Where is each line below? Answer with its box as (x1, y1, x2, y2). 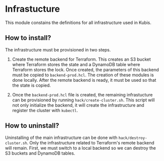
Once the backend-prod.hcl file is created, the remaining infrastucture (12, 92, 153, 97)
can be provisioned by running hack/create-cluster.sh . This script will (12, 97, 155, 103)
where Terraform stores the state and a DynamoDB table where (12, 61, 141, 67)
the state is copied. (12, 82, 51, 88)
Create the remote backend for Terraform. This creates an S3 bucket (12, 56, 151, 62)
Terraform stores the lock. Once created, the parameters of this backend (12, 67, 159, 72)
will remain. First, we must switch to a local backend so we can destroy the (5, 145, 156, 151)
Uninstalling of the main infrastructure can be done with (5, 135, 117, 140)
